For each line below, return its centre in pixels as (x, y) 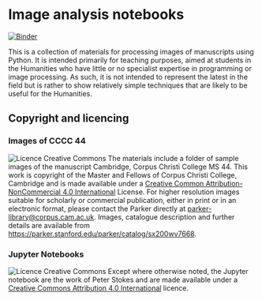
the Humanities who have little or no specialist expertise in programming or (130, 68)
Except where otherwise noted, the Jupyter (178, 271)
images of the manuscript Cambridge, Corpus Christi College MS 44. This (128, 167)
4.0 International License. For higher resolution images (151, 192)
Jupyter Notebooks (46, 254)
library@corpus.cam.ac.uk (51, 217)
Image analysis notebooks (96, 15)
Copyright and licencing (69, 119)
